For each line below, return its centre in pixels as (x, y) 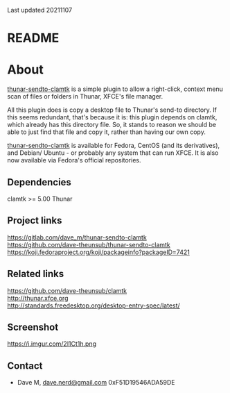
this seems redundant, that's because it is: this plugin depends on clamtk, (112, 117)
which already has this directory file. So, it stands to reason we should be (112, 125)
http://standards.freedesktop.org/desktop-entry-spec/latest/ (94, 306)
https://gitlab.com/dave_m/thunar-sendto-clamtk (77, 237)
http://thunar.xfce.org (38, 298)
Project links (35, 220)
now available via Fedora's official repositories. (74, 160)
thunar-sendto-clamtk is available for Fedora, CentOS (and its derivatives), (114, 146)
